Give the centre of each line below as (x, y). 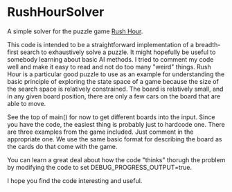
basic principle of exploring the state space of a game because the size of (113, 81)
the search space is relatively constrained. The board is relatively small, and (115, 89)
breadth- (208, 44)
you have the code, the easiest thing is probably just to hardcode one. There (116, 124)
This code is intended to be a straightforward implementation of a (100, 44)
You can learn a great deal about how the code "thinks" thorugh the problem (116, 159)
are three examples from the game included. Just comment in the (100, 132)
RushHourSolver (56, 12)
